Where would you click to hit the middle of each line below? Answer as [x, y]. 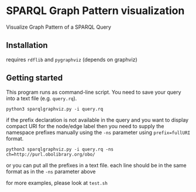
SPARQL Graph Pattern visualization [95, 11]
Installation [27, 45]
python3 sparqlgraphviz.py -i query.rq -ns [60, 149]
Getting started [35, 78]
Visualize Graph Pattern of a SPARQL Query [59, 27]
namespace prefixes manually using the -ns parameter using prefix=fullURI [98, 132]
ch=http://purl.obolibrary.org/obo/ [51, 154]
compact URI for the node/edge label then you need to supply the [85, 126]
